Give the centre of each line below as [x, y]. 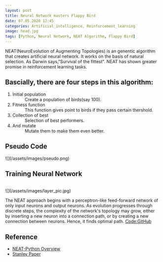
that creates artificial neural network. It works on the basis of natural [74, 56]
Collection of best [30, 115]
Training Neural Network [44, 174]
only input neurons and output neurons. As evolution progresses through [79, 206]
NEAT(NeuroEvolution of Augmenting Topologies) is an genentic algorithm [81, 51]
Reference [21, 237]
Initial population [29, 94]
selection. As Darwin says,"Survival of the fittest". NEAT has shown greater [81, 61]
